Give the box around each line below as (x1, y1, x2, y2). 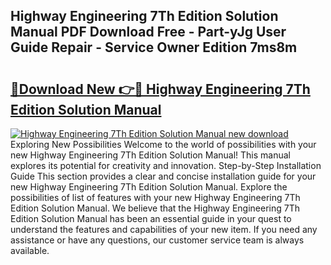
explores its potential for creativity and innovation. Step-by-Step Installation (10, 160, 322, 171)
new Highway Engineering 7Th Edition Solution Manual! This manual (10, 149, 291, 161)
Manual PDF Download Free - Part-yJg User (10, 24, 287, 41)
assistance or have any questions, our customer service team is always (10, 234, 305, 246)
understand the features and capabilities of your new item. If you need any (10, 224, 318, 235)
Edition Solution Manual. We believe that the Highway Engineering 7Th (10, 202, 300, 214)
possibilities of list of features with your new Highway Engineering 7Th (10, 192, 301, 203)
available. (10, 245, 50, 256)
